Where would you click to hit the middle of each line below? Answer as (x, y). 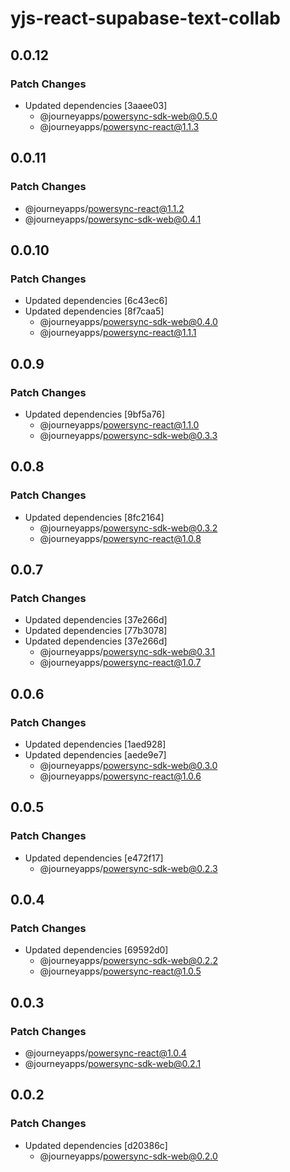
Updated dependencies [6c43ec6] (96, 301)
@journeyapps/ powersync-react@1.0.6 (120, 776)
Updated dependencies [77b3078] (96, 631)
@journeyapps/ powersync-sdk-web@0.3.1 (127, 652)
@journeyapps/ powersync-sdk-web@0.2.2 (128, 961)
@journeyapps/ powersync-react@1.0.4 (105, 1053)
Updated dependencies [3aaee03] (96, 105)
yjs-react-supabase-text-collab (145, 18)
